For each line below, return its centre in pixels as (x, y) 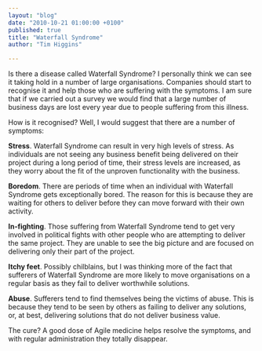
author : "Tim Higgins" (45, 45)
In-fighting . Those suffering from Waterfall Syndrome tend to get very (122, 227)
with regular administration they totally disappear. (88, 339)
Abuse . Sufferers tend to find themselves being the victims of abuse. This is (131, 298)
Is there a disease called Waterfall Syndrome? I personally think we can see (130, 74)
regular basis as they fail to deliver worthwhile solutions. (99, 283)
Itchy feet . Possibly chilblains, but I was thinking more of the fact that (120, 267)
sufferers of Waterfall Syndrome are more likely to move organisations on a (129, 275)
